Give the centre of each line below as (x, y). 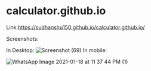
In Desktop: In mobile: (57, 50)
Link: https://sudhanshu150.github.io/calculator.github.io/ (75, 27)
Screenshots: (22, 38)
